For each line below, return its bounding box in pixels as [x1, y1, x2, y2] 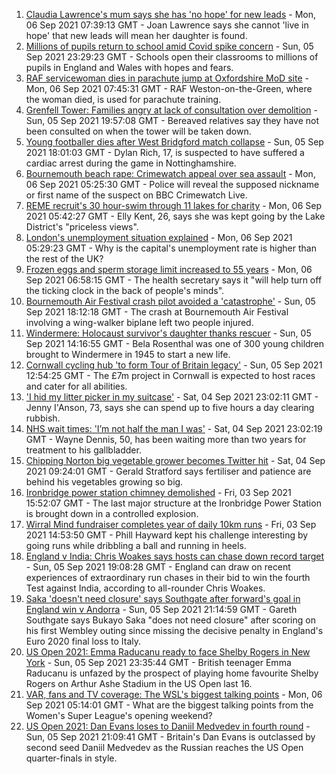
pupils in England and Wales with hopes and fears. [25, 62, 234, 73]
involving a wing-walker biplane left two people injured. [25, 317, 254, 328]
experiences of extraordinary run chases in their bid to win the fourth [25, 572, 311, 583]
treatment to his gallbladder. [25, 444, 142, 456]
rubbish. [25, 412, 61, 424]
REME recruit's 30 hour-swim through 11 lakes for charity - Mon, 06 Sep [25, 200, 323, 211]
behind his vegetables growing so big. [25, 476, 184, 488]
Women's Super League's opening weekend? [25, 710, 213, 721]
